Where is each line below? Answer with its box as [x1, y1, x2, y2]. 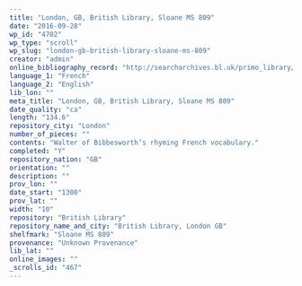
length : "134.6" [9, 113, 70, 122]
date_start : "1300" [9, 188, 83, 197]
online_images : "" [9, 255, 78, 264]
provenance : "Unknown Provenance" [9, 238, 139, 247]
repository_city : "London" [9, 122, 111, 131]
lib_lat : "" [9, 247, 54, 256]
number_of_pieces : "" [9, 130, 91, 139]
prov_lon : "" [9, 180, 58, 189]
